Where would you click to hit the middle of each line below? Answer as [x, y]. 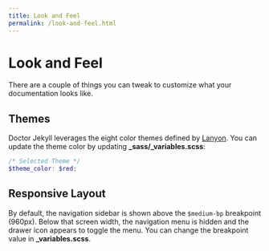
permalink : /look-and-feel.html [62, 23]
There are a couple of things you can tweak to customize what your [120, 85]
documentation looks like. [51, 94]
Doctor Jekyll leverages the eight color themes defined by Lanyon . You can [133, 138]
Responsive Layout [57, 194]
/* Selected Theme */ [45, 161]
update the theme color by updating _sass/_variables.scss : [107, 147]
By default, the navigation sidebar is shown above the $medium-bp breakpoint [135, 213]
